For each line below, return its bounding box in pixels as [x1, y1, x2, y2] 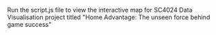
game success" [7, 21, 52, 28]
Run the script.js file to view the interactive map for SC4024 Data [7, 6, 192, 14]
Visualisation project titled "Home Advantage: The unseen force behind [7, 13, 210, 21]
